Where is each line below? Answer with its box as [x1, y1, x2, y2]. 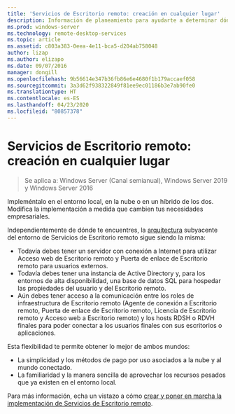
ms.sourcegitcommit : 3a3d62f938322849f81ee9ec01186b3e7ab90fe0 [7, 82, 196, 89]
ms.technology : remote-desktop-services [7, 29, 127, 37]
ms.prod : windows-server [7, 23, 80, 30]
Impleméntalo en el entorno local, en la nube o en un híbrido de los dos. [7, 197, 214, 205]
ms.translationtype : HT [7, 88, 77, 95]
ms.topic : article [7, 36, 61, 43]
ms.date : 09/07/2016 [7, 62, 68, 69]
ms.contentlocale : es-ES [7, 95, 80, 102]
